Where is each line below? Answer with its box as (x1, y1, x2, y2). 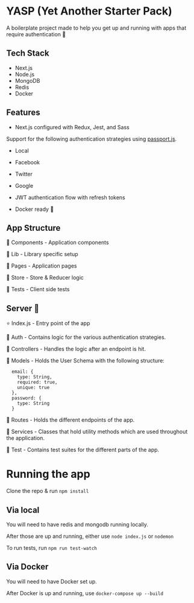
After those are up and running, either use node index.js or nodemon (6, 532, 174, 540)
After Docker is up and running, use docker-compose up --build (6, 589, 164, 596)
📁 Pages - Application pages (6, 262, 77, 269)
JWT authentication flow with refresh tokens (14, 193, 125, 201)
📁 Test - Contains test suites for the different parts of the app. (6, 446, 160, 454)
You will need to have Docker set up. (6, 578, 98, 585)
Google (14, 182, 34, 189)
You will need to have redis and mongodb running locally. (6, 521, 149, 528)
